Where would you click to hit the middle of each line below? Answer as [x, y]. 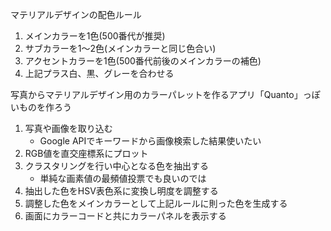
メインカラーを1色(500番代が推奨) [95, 36]
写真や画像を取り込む [68, 128]
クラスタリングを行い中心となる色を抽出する [117, 166]
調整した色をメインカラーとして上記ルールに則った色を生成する [156, 203]
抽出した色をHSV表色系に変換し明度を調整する [121, 191]
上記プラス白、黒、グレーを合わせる [99, 73]
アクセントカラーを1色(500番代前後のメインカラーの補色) [143, 61]
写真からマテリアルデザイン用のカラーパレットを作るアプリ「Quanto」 [156, 94]
